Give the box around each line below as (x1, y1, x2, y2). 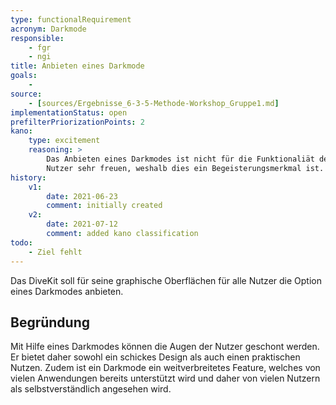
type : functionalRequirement (10, 14, 132, 25)
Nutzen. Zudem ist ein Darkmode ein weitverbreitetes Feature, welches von (10, 362, 321, 374)
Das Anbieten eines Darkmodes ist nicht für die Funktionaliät (46, 154, 315, 164)
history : (10, 172, 47, 183)
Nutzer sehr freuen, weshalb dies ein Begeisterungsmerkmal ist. (46, 163, 325, 173)
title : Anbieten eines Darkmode (10, 61, 145, 71)
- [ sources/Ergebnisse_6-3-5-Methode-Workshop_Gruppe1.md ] (28, 98, 280, 108)
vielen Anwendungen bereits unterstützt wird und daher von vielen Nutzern (10, 372, 321, 385)
